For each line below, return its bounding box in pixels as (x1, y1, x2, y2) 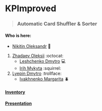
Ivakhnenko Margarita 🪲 (19, 76, 69, 82)
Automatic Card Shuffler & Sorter (17, 21, 98, 27)
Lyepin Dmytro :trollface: (12, 70, 62, 76)
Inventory (5, 89, 25, 95)
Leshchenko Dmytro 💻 (19, 58, 66, 64)
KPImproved (5, 3, 57, 14)
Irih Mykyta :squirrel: (19, 66, 61, 71)
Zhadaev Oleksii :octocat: (12, 53, 63, 59)
